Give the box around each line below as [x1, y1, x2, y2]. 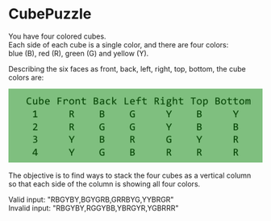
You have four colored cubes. [8, 31, 106, 41]
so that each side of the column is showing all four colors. [8, 179, 201, 189]
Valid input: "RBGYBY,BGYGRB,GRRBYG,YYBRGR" [8, 194, 174, 205]
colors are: [8, 72, 44, 82]
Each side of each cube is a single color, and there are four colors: [8, 39, 229, 49]
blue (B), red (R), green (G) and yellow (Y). [8, 48, 149, 58]
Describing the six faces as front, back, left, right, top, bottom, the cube [8, 63, 246, 73]
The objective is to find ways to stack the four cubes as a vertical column [8, 170, 252, 181]
